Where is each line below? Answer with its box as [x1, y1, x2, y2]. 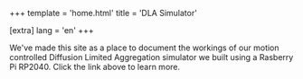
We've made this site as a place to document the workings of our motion [9, 42, 279, 53]
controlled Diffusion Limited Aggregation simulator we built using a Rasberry [9, 52, 294, 62]
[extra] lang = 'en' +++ [9, 25, 95, 35]
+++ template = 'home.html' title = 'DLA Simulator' [9, 8, 197, 18]
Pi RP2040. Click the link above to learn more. [9, 62, 181, 72]
